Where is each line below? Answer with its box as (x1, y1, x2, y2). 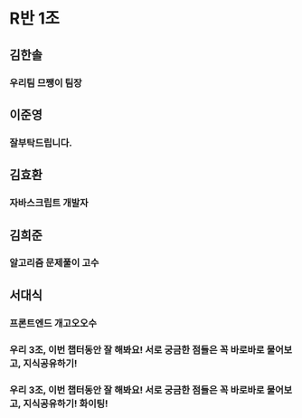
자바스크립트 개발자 (9, 196, 89, 209)
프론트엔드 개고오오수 (9, 317, 98, 329)
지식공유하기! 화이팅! (22, 397, 109, 410)
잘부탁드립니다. (9, 137, 72, 149)
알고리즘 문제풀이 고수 (9, 257, 99, 270)
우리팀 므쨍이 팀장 (9, 76, 83, 89)
